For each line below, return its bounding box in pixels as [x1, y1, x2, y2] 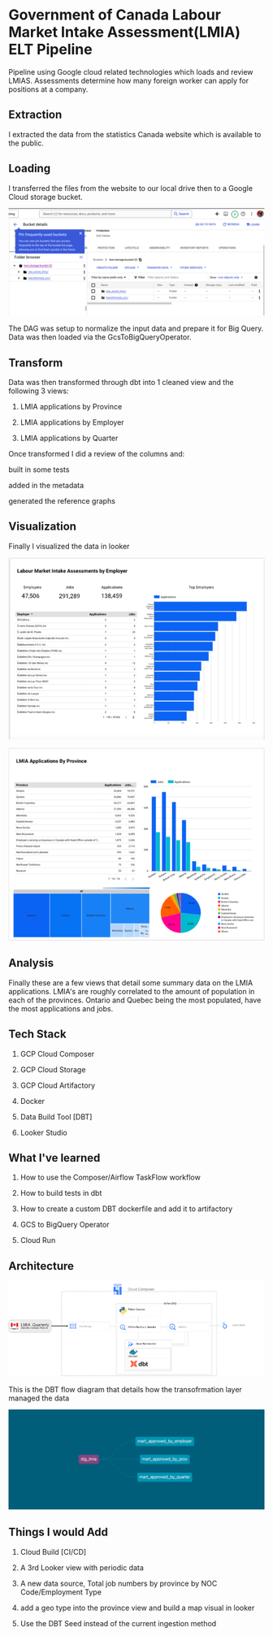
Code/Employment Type [19, 1586, 102, 1597]
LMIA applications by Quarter [19, 433, 119, 444]
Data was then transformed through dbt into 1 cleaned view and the [8, 378, 234, 387]
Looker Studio [19, 1127, 67, 1137]
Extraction [8, 108, 63, 122]
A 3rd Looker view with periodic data [19, 1562, 145, 1573]
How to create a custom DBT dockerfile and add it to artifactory [19, 1204, 233, 1214]
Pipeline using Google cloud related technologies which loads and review [8, 67, 253, 76]
